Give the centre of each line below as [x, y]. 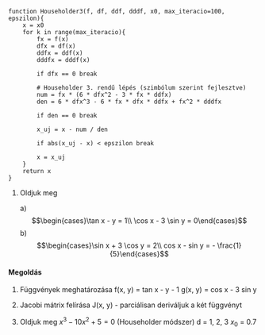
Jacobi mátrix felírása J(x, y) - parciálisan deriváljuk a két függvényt [131, 305]
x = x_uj [51, 157]
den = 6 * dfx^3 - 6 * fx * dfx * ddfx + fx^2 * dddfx [129, 102]
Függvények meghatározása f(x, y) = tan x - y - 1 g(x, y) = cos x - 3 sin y [138, 290]
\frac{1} [229, 245]
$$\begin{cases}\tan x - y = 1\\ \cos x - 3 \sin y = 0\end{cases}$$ [139, 221]
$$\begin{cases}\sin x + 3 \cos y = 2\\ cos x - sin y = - [126, 245]
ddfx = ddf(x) [60, 53]
